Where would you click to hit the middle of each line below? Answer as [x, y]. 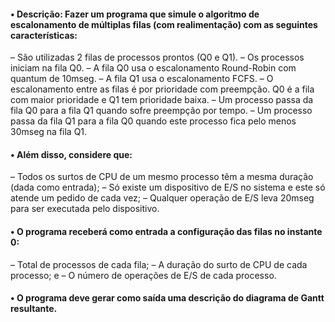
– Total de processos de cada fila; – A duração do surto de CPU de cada [159, 264]
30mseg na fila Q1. [49, 132]
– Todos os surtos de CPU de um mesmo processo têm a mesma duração [162, 177]
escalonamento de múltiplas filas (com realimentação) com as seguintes [164, 24]
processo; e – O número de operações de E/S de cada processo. [143, 275]
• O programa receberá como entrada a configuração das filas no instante [166, 231]
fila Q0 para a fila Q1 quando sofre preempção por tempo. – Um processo [161, 111]
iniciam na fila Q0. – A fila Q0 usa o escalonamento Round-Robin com [153, 68]
